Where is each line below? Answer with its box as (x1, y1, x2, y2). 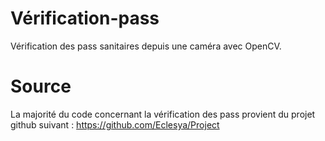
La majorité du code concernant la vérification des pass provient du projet (10, 108, 316, 120)
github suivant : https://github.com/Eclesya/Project (10, 118, 220, 131)
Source (10, 75, 72, 98)
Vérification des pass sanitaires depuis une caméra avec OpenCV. (10, 40, 282, 52)
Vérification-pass (10, 7, 160, 30)
